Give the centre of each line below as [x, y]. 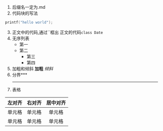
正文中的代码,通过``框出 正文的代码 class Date [57, 32]
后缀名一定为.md [29, 7]
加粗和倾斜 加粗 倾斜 [33, 68]
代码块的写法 [25, 13]
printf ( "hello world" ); [29, 22]
